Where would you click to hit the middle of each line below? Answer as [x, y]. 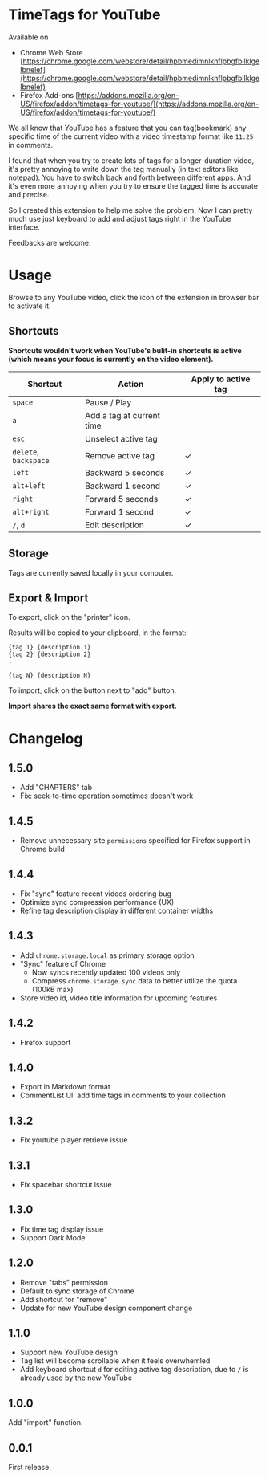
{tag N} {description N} [50, 676]
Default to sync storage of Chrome [77, 1291]
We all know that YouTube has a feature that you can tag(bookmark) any [127, 128]
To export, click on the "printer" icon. [69, 617]
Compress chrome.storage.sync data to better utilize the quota [134, 980]
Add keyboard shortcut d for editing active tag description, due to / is [134, 1370]
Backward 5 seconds [125, 473]
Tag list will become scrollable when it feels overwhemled [115, 1361]
